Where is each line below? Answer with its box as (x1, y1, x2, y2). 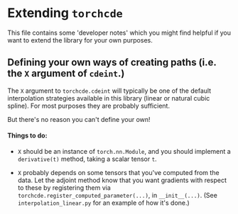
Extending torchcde (7, 5, 123, 21)
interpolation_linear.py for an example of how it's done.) (17, 198, 190, 207)
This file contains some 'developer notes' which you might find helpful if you (7, 28, 232, 37)
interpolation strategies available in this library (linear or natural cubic (7, 94, 210, 102)
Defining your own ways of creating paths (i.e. (7, 57, 217, 69)
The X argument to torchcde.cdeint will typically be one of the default (7, 86, 212, 95)
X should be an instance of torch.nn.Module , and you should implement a (17, 147, 231, 155)
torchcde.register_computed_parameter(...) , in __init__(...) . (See (17, 191, 218, 199)
